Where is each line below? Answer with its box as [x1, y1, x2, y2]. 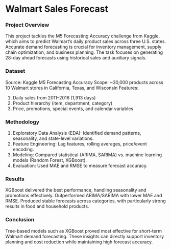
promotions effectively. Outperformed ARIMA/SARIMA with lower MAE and [5, 193, 162, 199]
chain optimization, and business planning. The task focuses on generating [5, 49, 163, 55]
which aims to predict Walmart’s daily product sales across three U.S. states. [5, 38, 166, 45]
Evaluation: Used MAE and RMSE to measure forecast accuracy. [12, 162, 148, 169]
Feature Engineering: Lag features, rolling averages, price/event [12, 141, 147, 147]
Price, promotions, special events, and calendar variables [12, 106, 134, 112]
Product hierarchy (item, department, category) [12, 100, 113, 106]
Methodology [5, 118, 40, 126]
